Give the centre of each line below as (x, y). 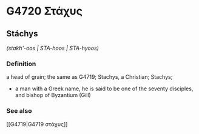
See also (19, 111)
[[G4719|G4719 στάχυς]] (37, 124)
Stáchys (22, 34)
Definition (21, 64)
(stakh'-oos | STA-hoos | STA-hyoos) (52, 48)
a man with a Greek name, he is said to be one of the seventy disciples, (104, 89)
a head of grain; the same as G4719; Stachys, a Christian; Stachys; (89, 77)
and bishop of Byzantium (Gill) (53, 95)
